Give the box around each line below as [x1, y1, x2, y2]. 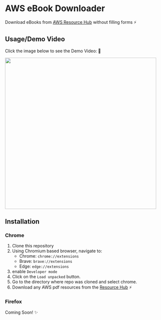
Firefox [5, 298, 22, 305]
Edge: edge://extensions [19, 263, 69, 269]
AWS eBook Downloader [5, 3, 105, 14]
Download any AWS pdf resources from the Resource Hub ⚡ [12, 284, 132, 290]
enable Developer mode [12, 269, 58, 274]
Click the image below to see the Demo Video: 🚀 [5, 48, 102, 54]
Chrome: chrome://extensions [19, 253, 79, 259]
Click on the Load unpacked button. [12, 274, 81, 280]
